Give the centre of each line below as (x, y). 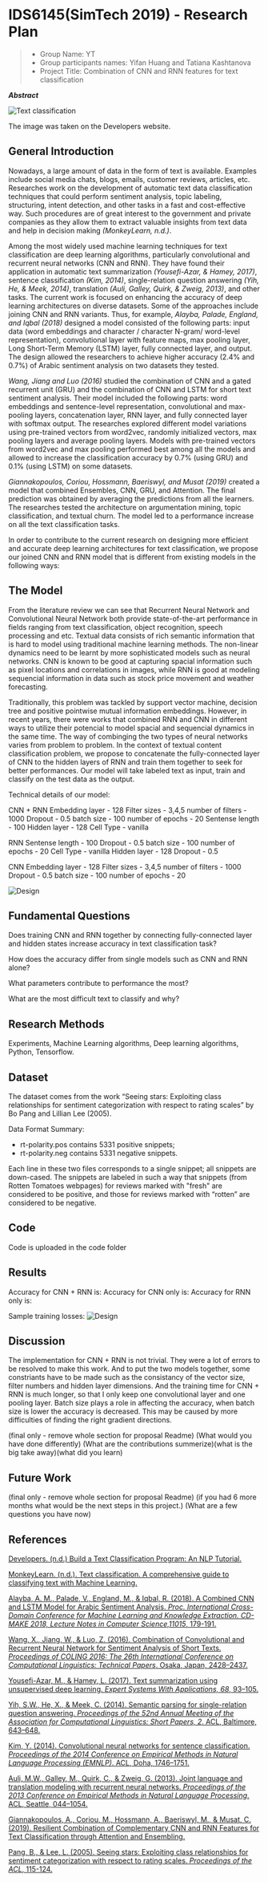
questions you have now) (50, 1515)
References (38, 1539)
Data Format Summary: (46, 1129)
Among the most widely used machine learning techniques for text (118, 245)
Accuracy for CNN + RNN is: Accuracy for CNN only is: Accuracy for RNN (130, 1292)
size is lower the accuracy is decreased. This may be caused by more (123, 1411)
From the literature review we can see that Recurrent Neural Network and (129, 610)
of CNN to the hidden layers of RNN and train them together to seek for (126, 762)
